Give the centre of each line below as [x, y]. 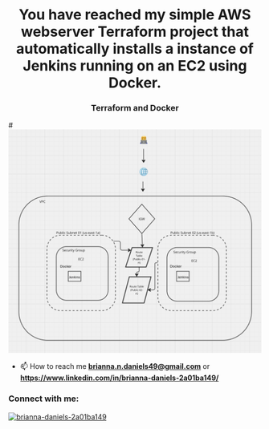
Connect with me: [44, 399]
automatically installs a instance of [135, 49]
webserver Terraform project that [135, 32]
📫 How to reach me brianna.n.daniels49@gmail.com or [115, 366]
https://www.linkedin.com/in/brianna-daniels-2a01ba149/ [119, 378]
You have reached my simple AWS [135, 15]
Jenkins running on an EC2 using [135, 66]
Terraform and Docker [135, 108]
